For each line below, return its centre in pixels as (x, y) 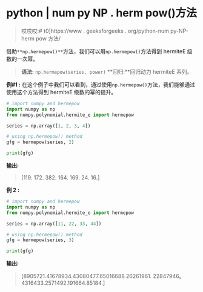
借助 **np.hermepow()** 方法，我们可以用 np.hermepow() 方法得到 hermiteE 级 (99, 51)
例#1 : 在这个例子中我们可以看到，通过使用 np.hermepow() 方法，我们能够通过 (101, 84)
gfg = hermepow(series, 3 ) (40, 240)
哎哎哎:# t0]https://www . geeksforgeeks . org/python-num (95, 31)
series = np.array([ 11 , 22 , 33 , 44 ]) (54, 224)
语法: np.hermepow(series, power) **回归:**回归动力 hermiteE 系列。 (107, 71)
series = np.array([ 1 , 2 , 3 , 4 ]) (48, 126)
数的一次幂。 (22, 59)
